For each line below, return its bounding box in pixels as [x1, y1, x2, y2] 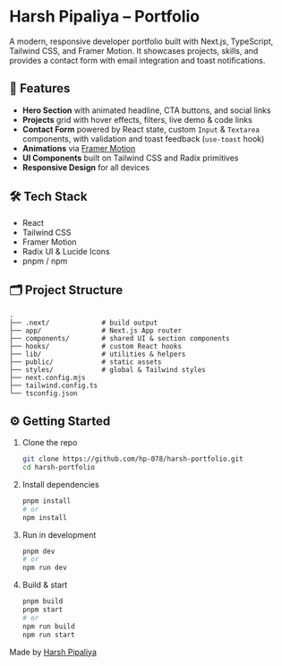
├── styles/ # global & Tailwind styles [9, 366, 206, 375]
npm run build [21, 621, 75, 631]
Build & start [21, 580, 68, 591]
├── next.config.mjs [9, 374, 87, 383]
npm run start [21, 630, 75, 639]
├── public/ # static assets [9, 358, 163, 367]
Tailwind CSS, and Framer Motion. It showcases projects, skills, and [9, 45, 259, 56]
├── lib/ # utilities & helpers [9, 350, 186, 359]
